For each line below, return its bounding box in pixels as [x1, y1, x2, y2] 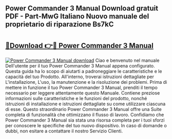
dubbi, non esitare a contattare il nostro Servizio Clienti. [5, 128, 123, 134]
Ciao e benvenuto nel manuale [95, 57, 160, 63]
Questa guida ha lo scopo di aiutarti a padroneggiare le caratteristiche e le [5, 68, 162, 74]
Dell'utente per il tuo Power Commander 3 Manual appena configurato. [5, 63, 155, 68]
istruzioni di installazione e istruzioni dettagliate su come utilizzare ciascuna [5, 101, 166, 107]
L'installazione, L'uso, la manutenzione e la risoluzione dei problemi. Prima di [5, 79, 167, 85]
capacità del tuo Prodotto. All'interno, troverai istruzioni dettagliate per [5, 74, 154, 80]
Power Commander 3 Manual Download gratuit [5, 4, 158, 13]
